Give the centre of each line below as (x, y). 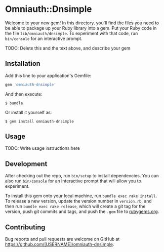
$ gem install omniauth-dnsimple (40, 121)
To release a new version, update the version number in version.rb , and (79, 201)
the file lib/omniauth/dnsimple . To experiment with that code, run (72, 33)
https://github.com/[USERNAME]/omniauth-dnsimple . (60, 244)
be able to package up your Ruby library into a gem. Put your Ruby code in (81, 28)
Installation (23, 63)
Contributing (25, 227)
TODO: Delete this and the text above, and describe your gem (68, 48)
